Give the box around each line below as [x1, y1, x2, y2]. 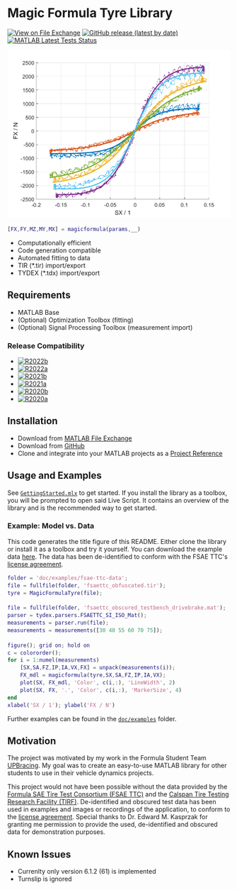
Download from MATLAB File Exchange [17, 434, 132, 443]
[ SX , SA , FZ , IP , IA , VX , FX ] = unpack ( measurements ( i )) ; [20, 664, 175, 672]
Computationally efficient [17, 238, 91, 247]
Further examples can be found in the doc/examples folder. [7, 714, 177, 723]
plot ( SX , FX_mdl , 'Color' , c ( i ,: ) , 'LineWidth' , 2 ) [20, 679, 175, 686]
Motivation [7, 735, 57, 747]
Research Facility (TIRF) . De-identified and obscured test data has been [7, 798, 216, 806]
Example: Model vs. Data [7, 521, 94, 531]
